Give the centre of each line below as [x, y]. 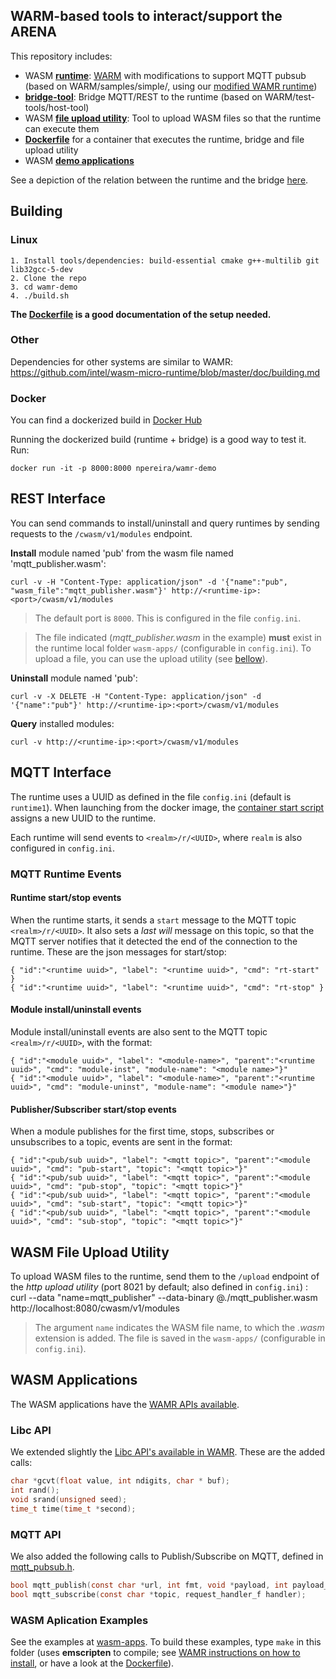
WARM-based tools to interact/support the [146, 16]
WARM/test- [289, 96]
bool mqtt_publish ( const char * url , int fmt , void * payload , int [149, 1585]
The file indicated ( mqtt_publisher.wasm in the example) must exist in [178, 637]
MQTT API [36, 1534]
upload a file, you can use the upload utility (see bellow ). [151, 658]
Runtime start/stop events [66, 898]
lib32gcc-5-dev [42, 269]
